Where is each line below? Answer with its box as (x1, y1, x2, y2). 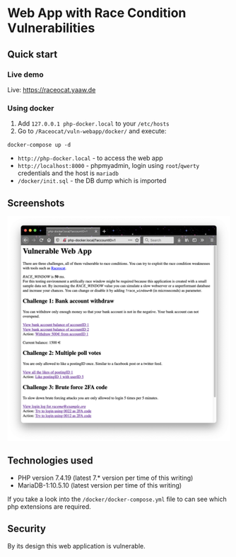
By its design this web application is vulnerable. (7, 541, 146, 550)
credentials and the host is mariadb (17, 169, 119, 178)
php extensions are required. (7, 502, 92, 511)
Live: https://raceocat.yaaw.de (7, 85, 96, 94)
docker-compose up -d (7, 142, 71, 149)
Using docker (7, 103, 54, 113)
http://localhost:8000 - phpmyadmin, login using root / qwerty (17, 162, 200, 170)
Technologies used (7, 455, 93, 467)
